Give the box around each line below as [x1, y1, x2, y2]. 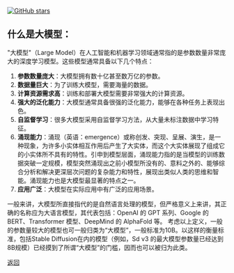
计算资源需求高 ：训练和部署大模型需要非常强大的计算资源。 [17, 89, 189, 97]
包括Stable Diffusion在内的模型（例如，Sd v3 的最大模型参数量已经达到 [19, 234, 224, 243]
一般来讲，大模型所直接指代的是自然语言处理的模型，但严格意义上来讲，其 [7, 199, 221, 208]
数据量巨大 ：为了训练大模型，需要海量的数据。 [17, 80, 152, 88]
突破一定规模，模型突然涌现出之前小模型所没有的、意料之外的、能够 [23, 159, 219, 167]
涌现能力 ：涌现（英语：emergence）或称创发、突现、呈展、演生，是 [17, 132, 215, 141]
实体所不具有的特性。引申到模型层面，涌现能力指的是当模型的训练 [29, 150, 219, 158]
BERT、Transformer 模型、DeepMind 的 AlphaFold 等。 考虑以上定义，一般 [7, 217, 223, 226]
